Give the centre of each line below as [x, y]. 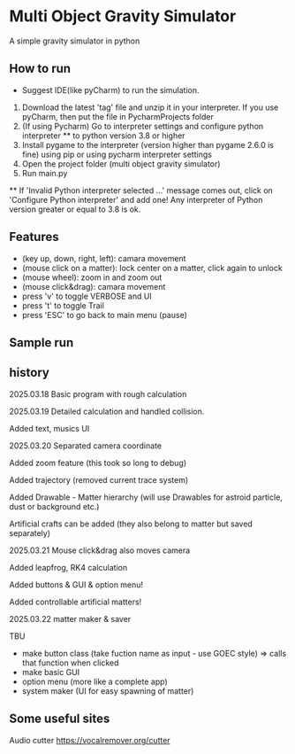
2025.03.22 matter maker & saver [70, 618]
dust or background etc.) [54, 506]
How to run [40, 69]
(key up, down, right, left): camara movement [104, 258]
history [30, 373]
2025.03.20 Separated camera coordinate [86, 446]
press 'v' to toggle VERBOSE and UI [87, 296]
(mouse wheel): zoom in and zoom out [92, 277]
